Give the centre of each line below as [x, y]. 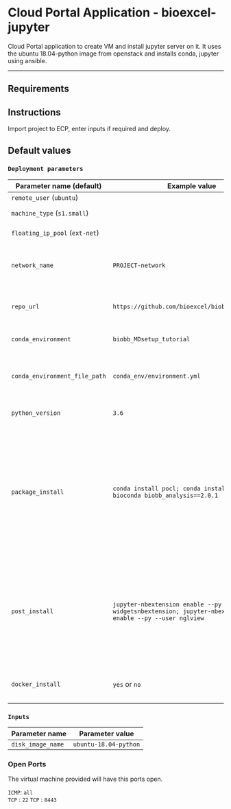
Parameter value [107, 734]
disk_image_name [38, 744]
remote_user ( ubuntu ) [45, 197]
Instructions [34, 112]
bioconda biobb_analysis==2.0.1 [166, 495]
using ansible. [27, 60]
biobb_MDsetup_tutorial [151, 339]
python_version [36, 413]
